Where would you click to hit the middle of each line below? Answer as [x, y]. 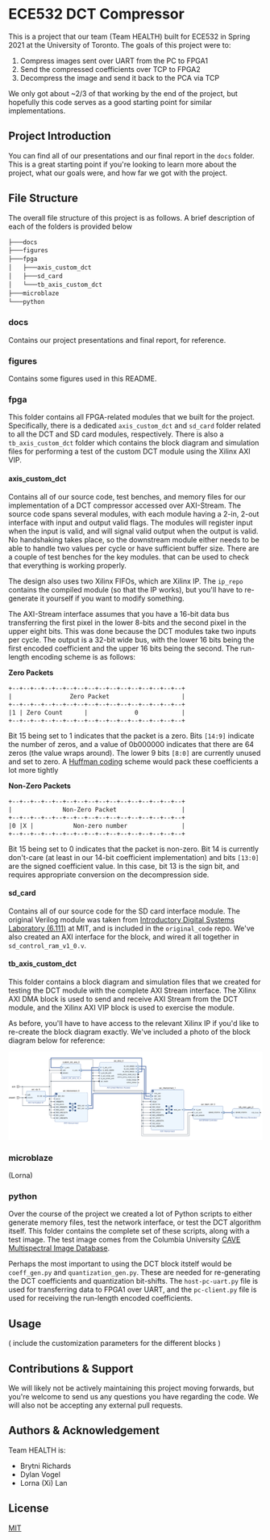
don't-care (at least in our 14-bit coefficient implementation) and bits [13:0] [134, 857]
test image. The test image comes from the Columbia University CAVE [125, 1240]
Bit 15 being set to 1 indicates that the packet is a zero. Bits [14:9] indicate [131, 736]
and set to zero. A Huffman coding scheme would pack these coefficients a [134, 762]
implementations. [37, 111]
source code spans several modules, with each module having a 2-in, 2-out [134, 513]
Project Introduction [60, 136]
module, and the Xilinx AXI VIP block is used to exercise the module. [122, 1008]
